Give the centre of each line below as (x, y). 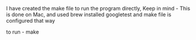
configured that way (31, 21)
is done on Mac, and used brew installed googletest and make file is (89, 14)
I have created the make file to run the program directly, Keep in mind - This (98, 8)
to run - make (23, 32)
